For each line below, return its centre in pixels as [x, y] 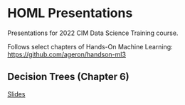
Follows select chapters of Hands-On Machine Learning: [90, 46]
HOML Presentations [70, 13]
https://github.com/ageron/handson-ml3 [67, 54]
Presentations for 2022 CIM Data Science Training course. [93, 33]
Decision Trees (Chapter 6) [68, 77]
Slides [16, 94]
